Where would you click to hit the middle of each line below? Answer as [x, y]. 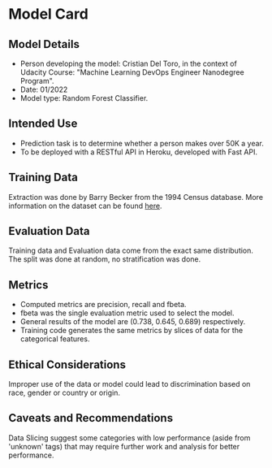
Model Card [49, 14]
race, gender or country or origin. [64, 393]
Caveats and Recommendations [91, 418]
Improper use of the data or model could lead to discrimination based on [130, 384]
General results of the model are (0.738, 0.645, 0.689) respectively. [133, 322]
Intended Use [43, 124]
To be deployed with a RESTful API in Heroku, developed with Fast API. [139, 152]
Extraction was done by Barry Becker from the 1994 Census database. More [136, 197]
